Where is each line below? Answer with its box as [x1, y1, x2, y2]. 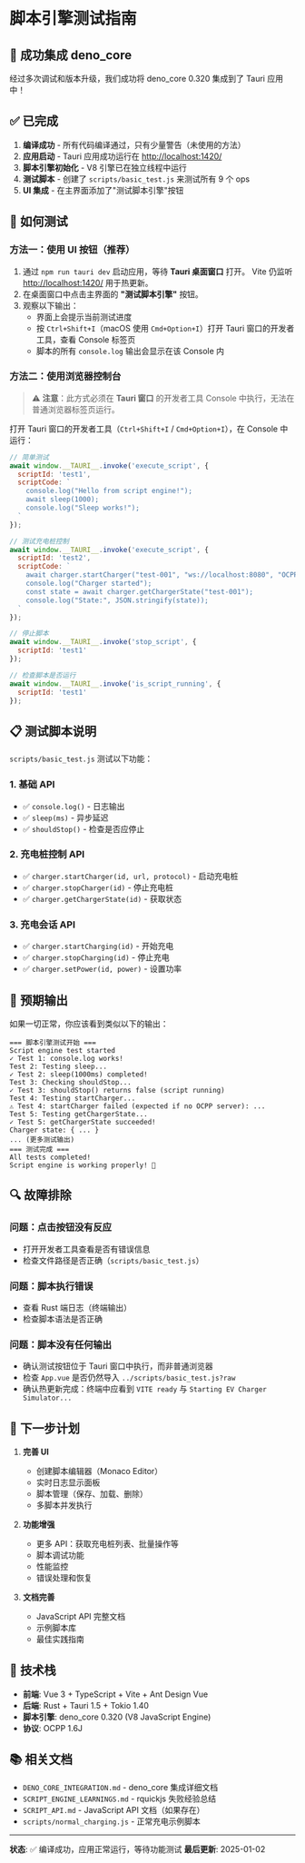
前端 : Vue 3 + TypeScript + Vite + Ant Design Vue [22, 1689, 209, 1699]
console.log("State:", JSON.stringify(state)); [25, 596, 209, 605]
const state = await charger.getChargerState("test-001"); [25, 587, 254, 596]
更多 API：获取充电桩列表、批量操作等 [35, 1539, 179, 1550]
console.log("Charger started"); [25, 579, 152, 589]
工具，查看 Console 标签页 [35, 333, 136, 345]
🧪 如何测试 [9, 214, 68, 230]
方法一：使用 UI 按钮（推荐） [9, 243, 135, 256]
